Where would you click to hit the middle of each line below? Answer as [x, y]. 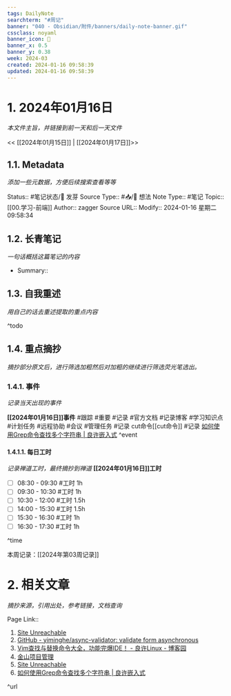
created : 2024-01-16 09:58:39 [51, 65]
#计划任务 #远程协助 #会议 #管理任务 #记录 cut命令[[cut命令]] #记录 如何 [110, 426]
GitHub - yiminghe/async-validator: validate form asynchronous [108, 639]
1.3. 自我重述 [34, 294]
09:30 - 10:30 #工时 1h [49, 492]
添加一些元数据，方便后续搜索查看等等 [61, 182]
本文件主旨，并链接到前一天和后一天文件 [64, 128]
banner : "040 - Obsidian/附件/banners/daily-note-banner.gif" [97, 26]
